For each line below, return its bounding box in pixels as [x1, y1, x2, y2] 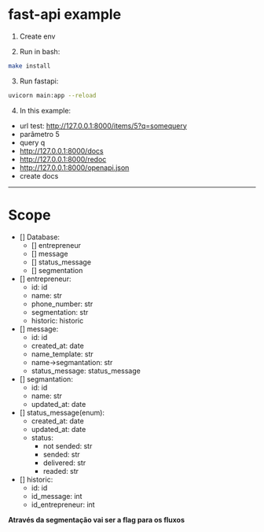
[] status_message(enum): [19, 408, 104, 417]
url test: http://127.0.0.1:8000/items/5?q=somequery [19, 120, 187, 131]
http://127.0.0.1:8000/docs [19, 146, 104, 155]
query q [19, 138, 46, 147]
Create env [19, 31, 56, 41]
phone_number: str [31, 299, 93, 308]
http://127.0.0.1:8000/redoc [19, 154, 107, 164]
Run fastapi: [19, 76, 59, 86]
